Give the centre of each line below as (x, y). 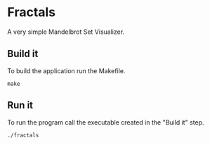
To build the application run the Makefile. (66, 70)
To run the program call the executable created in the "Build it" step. (106, 122)
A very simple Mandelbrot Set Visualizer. (66, 32)
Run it (20, 105)
